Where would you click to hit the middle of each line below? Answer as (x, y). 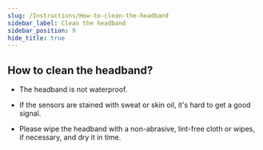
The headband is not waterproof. (73, 89)
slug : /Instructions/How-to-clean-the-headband (88, 16)
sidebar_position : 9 (42, 30)
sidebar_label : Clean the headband (67, 23)
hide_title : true (36, 38)
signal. (30, 113)
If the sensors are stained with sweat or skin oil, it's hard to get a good (135, 105)
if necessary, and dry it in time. (70, 137)
